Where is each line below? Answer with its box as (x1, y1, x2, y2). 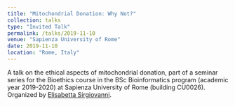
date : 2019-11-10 (7, 43, 58, 50)
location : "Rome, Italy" (7, 50, 80, 56)
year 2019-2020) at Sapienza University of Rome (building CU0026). (7, 83, 206, 91)
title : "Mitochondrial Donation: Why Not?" (7, 10, 137, 17)
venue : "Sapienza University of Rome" (7, 36, 121, 43)
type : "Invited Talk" (7, 23, 71, 30)
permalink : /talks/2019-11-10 (7, 29, 96, 37)
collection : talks (7, 17, 61, 24)
